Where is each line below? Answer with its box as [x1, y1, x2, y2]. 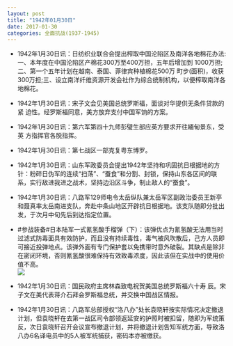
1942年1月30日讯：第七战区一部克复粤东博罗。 [17, 146, 152, 155]
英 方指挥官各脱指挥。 [17, 132, 81, 140]
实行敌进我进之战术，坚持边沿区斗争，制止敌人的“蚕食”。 [29, 178, 194, 187]
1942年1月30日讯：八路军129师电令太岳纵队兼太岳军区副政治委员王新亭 [17, 193, 223, 202]
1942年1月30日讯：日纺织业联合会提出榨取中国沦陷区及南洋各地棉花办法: [17, 49, 226, 58]
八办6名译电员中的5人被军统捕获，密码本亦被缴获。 [17, 331, 166, 340]
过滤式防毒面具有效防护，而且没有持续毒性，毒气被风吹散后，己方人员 [17, 234, 219, 242]
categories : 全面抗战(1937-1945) [7, 29, 100, 37]
